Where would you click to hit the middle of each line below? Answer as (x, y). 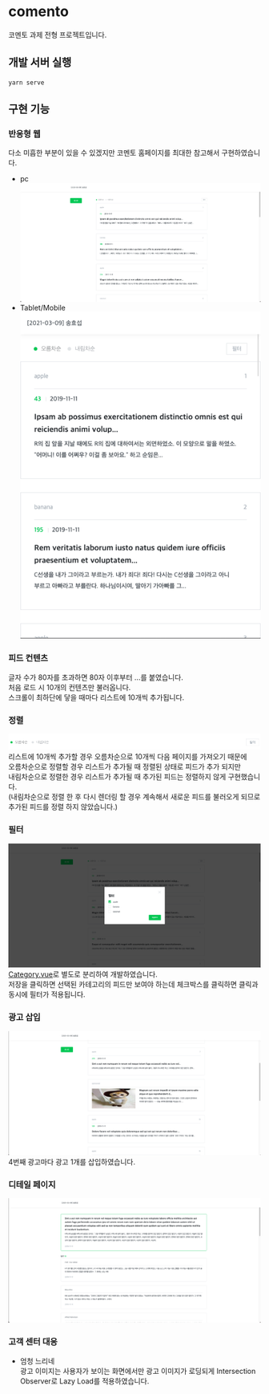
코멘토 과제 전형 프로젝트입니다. (58, 35)
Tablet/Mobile (42, 307)
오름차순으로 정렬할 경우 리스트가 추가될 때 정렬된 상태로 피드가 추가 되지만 (125, 767)
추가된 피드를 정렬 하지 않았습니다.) (63, 807)
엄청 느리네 (37, 1361)
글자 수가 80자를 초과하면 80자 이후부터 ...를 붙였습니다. (96, 677)
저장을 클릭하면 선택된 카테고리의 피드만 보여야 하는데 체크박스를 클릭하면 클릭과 (133, 985)
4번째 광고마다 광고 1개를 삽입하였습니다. (72, 1161)
